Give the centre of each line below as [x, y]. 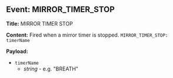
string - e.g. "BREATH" [51, 69]
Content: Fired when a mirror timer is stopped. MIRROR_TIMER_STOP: [87, 35]
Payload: [17, 51]
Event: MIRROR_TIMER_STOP [60, 10]
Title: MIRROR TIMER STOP [40, 23]
